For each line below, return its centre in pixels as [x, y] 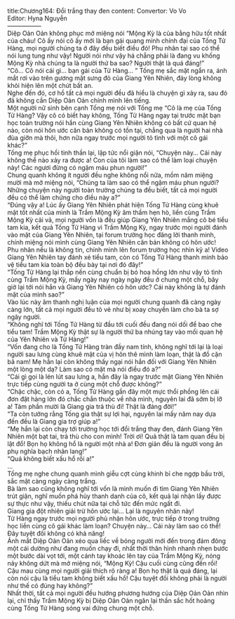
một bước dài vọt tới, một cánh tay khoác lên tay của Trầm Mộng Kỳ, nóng [114, 556]
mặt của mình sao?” [36, 294]
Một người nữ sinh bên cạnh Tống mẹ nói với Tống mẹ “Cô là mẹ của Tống [114, 108]
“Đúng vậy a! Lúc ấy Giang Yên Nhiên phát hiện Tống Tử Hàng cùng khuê [113, 205]
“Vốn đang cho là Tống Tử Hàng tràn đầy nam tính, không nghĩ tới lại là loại [115, 347]
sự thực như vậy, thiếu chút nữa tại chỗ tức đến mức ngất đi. [94, 503]
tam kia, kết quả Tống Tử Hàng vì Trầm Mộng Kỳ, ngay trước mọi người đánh [117, 227]
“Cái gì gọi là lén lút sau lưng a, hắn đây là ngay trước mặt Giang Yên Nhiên [115, 377]
